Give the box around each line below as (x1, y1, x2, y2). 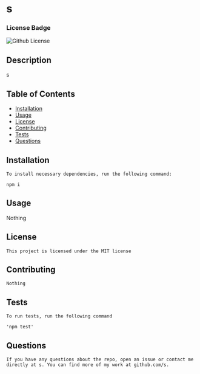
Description (6, 55, 52, 65)
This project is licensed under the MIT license (6, 248, 132, 254)
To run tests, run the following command (6, 313, 113, 319)
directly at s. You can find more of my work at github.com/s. (6, 361, 170, 368)
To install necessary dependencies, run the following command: (6, 171, 172, 177)
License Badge (6, 24, 51, 32)
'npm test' (6, 324, 34, 330)
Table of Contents (6, 89, 76, 99)
